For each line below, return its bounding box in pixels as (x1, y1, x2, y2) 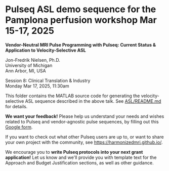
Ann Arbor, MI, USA (5, 67, 47, 74)
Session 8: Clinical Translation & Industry (5, 77, 91, 83)
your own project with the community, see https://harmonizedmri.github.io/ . (5, 139, 163, 145)
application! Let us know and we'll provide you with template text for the (5, 154, 157, 160)
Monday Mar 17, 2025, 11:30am (5, 82, 69, 89)
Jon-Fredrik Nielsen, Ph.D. (5, 57, 61, 63)
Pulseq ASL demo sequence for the (5, 4, 156, 15)
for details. (5, 103, 28, 109)
